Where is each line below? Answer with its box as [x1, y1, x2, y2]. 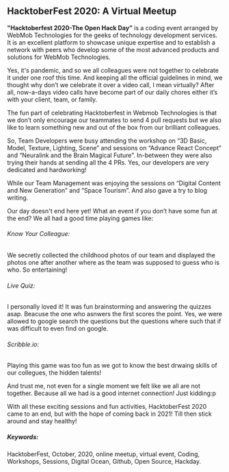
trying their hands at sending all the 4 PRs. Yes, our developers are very [7, 158, 210, 167]
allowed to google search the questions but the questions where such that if [7, 317, 221, 325]
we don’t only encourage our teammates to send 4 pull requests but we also [7, 116, 222, 124]
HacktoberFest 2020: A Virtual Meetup [7, 5, 177, 17]
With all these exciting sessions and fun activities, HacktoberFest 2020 [7, 403, 207, 411]
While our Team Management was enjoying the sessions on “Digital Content [7, 178, 221, 187]
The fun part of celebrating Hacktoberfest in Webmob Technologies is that [7, 108, 217, 117]
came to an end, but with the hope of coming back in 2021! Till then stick [7, 410, 212, 418]
